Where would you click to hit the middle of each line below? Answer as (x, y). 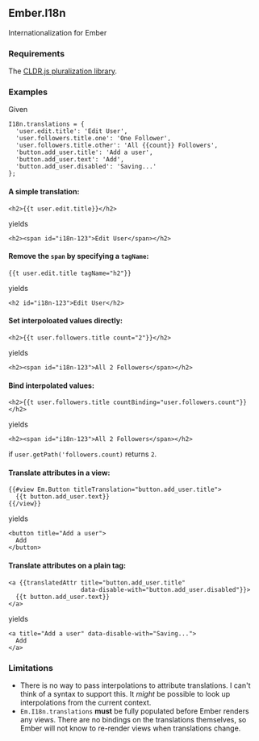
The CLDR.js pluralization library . (63, 71)
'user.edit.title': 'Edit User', (72, 131)
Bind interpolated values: (52, 385)
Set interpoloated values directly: (66, 321)
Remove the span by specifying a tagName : (79, 256)
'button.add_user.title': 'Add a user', (84, 152)
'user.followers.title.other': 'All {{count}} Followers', (117, 146)
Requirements (37, 53)
